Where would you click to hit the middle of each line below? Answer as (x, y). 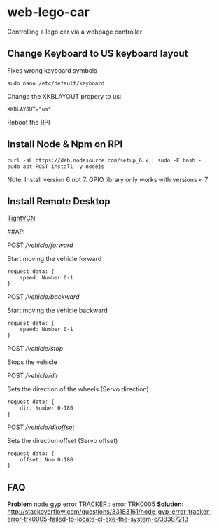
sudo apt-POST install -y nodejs (56, 166)
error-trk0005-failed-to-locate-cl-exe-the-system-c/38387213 (98, 519)
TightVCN (21, 218)
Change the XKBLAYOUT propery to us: (64, 96)
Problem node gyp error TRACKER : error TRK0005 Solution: (96, 504)
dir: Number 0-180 (47, 408)
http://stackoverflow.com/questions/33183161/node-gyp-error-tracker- (109, 512)
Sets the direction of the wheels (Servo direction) (78, 389)
